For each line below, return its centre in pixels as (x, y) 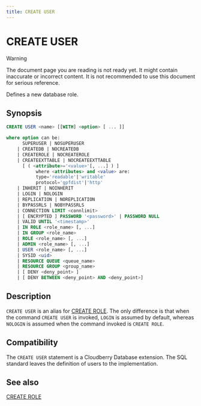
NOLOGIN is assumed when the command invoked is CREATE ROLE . (85, 324)
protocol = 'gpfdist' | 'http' (69, 183)
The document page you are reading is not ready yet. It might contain (92, 70)
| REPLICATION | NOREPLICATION (56, 199)
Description (28, 296)
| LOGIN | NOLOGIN (40, 194)
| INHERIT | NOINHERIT (45, 188)
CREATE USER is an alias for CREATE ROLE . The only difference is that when (98, 311)
